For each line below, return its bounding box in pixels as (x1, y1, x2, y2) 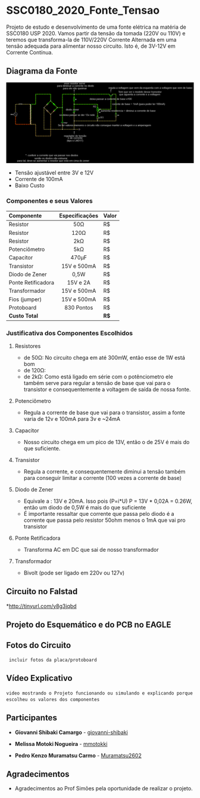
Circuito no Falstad (6, 586, 78, 597)
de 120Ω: (23, 366, 46, 374)
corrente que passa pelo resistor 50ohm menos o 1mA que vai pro (23, 516, 186, 524)
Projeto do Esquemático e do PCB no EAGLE (6, 620, 171, 630)
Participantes (6, 713, 58, 723)
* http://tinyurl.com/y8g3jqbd (6, 602, 77, 610)
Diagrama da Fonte (6, 66, 78, 77)
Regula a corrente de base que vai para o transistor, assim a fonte (23, 409, 186, 416)
